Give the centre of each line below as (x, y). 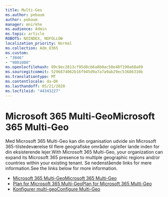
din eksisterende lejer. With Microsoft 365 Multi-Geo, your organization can (84, 152)
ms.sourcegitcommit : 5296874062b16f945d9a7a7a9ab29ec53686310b (74, 72)
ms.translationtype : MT (31, 77)
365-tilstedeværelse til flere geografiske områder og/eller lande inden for (82, 147)
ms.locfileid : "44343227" (33, 91)
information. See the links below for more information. (61, 168)
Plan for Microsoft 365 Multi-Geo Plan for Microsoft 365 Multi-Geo (82, 184)
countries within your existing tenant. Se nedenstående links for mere (79, 163)
